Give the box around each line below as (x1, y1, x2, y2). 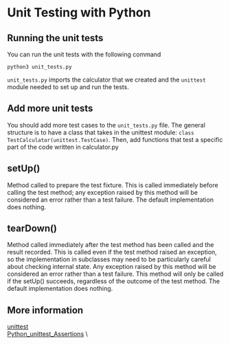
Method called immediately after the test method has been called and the (7, 241, 214, 249)
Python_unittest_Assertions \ (7, 330, 88, 338)
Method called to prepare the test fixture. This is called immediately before (7, 180, 218, 189)
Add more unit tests (7, 103, 93, 115)
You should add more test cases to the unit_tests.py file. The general (7, 121, 206, 129)
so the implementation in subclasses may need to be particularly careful (7, 255, 211, 263)
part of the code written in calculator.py (7, 143, 119, 151)
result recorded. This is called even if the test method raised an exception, (7, 248, 218, 257)
